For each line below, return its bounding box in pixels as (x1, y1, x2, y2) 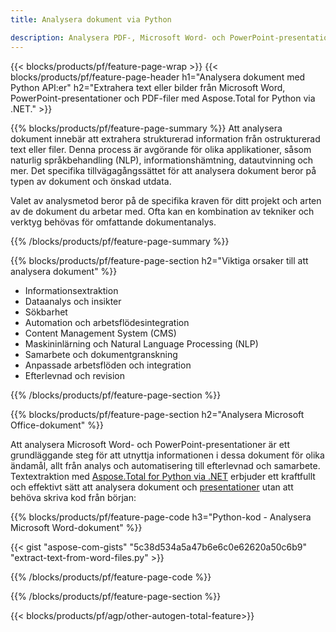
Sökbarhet (24, 306, 68, 318)
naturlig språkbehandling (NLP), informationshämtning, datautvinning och (10, 154, 314, 166)
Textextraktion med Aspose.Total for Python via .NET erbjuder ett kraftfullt (10, 470, 316, 482)
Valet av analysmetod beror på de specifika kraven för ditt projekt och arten (10, 194, 322, 206)
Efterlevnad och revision (24, 369, 126, 381)
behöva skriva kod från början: (10, 491, 137, 503)
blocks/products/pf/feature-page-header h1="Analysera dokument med (10, 71, 306, 83)
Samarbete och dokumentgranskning (24, 348, 178, 360)
